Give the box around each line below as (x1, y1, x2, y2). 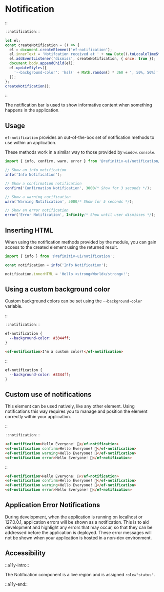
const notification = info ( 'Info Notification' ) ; (5, 263, 108, 268)
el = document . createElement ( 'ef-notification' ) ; (9, 47, 112, 52)
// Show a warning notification (5, 194, 71, 199)
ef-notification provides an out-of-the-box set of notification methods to (5, 135, 155, 140)
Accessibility (5, 549, 46, 558)
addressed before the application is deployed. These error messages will (5, 529, 152, 536)
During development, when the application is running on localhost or (5, 514, 143, 520)
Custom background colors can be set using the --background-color (5, 298, 143, 304)
